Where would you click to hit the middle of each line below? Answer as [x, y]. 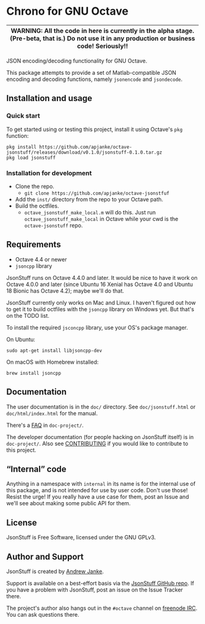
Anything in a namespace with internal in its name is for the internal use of [101, 484]
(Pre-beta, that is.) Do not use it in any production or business [103, 38]
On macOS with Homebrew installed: [52, 362]
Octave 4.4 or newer [41, 259]
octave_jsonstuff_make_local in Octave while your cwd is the [101, 219]
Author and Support [45, 556]
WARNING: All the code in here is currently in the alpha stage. [103, 31]
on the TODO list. [28, 315]
